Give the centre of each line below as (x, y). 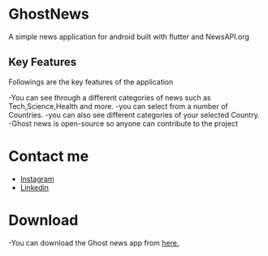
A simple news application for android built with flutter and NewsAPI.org (129, 37)
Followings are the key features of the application (91, 81)
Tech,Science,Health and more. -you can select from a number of (119, 106)
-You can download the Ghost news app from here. (94, 243)
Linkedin (35, 187)
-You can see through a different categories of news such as (110, 98)
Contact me (49, 156)
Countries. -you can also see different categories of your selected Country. (134, 115)
